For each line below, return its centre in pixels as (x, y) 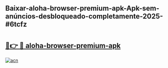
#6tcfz (16, 24)
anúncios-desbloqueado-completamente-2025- (84, 17)
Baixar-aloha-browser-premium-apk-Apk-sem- (82, 8)
